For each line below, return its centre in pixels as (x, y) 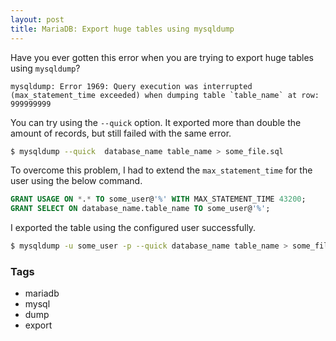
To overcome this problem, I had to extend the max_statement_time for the (161, 170)
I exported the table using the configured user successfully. (133, 228)
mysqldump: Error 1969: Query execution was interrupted (131, 86)
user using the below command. (76, 181)
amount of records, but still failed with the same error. (121, 133)
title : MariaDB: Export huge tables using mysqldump (122, 29)
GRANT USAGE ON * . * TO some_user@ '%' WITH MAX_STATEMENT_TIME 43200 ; (158, 199)
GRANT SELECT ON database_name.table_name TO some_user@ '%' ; (140, 209)
